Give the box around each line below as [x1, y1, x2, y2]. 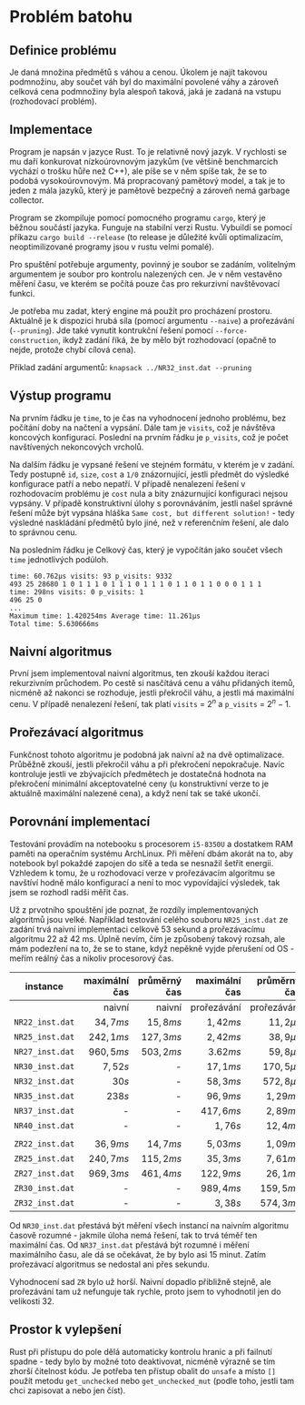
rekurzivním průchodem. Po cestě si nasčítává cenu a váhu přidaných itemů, [9, 678, 295, 689]
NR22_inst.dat [14, 1016, 75, 1027]
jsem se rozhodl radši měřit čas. [9, 886, 129, 897]
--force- [214, 326, 248, 336]
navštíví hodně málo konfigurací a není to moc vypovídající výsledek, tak [9, 876, 280, 888]
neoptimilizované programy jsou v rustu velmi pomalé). [9, 241, 215, 252]
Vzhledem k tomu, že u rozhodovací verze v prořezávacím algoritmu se [9, 867, 276, 878]
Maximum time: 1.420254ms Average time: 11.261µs [9, 612, 202, 621]
